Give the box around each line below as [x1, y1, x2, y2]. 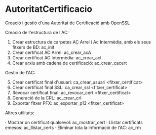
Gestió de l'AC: [5, 69, 36, 75]
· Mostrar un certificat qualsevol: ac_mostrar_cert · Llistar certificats [5, 119, 143, 125]
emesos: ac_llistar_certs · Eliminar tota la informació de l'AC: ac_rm [5, 125, 141, 131]
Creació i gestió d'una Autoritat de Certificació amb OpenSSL [5, 20, 130, 26]
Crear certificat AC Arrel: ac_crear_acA [12, 49, 91, 55]
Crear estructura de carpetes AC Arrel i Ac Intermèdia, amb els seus [12, 39, 151, 45]
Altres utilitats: [5, 110, 35, 116]
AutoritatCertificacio [5, 3, 92, 15]
